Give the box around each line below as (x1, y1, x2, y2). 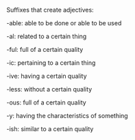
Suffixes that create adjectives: (6, 6, 94, 14)
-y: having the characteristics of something (6, 112, 128, 120)
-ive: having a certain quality (6, 72, 87, 80)
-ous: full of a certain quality (6, 98, 86, 107)
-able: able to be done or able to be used (6, 19, 122, 27)
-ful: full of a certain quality (6, 46, 84, 53)
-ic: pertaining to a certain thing (6, 59, 96, 67)
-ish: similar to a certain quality (6, 125, 94, 132)
